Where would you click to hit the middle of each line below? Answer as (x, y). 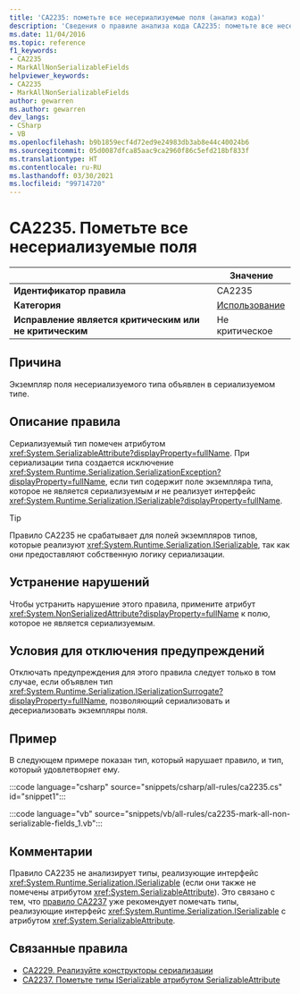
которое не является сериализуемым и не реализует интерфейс (133, 491)
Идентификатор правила (70, 291)
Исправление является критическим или (107, 320)
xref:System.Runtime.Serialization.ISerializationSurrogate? (117, 692)
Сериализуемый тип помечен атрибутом (87, 443)
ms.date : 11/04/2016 (48, 34)
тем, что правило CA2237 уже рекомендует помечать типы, (124, 901)
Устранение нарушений (79, 582)
